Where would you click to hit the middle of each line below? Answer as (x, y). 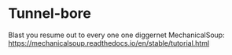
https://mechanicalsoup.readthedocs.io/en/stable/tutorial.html (109, 43)
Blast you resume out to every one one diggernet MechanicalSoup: (117, 35)
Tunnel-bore (50, 14)
